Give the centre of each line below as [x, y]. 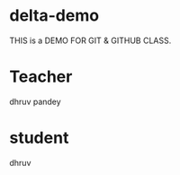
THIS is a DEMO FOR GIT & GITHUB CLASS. [90, 40]
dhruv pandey [35, 101]
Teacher [41, 77]
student [39, 138]
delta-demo [54, 16]
